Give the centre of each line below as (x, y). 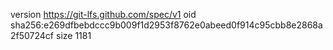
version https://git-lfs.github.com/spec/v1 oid (103, 14)
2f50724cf (32, 35)
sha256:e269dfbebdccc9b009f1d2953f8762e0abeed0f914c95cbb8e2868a (166, 25)
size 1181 (73, 35)
